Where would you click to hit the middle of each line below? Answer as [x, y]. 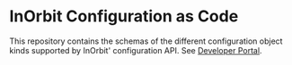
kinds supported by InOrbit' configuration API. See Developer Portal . [136, 50]
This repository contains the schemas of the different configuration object [146, 41]
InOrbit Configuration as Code [124, 16]
